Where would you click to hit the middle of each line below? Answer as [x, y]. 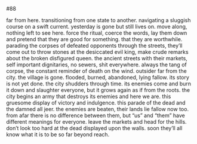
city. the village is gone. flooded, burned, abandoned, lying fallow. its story [98, 77]
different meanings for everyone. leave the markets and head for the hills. [96, 122]
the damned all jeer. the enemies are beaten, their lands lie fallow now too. [98, 109]
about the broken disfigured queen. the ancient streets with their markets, [97, 58]
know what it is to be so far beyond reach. [58, 134]
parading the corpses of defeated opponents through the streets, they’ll [94, 45]
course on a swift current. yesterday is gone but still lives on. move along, [97, 27]
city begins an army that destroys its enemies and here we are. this [89, 96]
